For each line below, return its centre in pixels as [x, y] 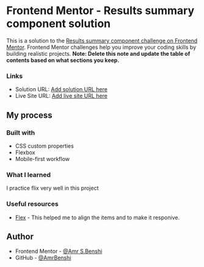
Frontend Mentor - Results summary [100, 11]
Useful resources [33, 204]
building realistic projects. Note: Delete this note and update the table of [98, 53]
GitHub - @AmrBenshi [43, 258]
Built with [21, 132]
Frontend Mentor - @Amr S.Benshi [59, 251]
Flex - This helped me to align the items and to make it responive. [97, 217]
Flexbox [25, 152]
